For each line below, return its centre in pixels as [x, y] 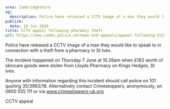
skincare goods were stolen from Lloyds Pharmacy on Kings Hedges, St [80, 66]
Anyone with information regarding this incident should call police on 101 [80, 81]
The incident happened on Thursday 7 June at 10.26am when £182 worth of [84, 60]
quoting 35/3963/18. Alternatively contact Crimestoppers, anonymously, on [84, 86]
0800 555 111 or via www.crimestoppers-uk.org [54, 91]
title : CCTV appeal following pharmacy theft [54, 31]
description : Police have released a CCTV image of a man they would [84, 17]
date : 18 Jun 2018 [29, 26]
